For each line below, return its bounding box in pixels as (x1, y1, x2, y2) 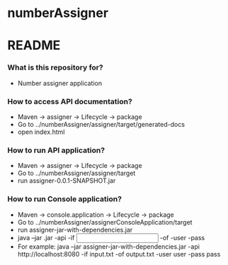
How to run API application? (7, 145, 105, 155)
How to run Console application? (7, 194, 122, 204)
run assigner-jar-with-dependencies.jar (17, 225, 133, 234)
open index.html (17, 128, 65, 136)
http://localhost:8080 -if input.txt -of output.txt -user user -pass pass (17, 249, 221, 258)
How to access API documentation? (7, 96, 132, 106)
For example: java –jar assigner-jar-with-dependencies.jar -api (17, 242, 200, 251)
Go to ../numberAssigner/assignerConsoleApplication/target (17, 218, 193, 226)
